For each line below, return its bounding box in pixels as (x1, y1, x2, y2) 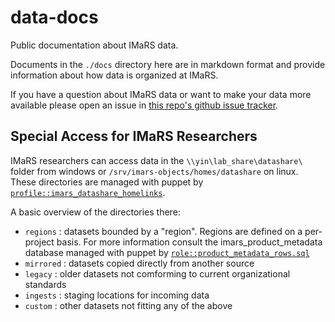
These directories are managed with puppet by (10, 176, 204, 188)
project (24, 236, 55, 248)
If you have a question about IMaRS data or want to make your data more (10, 88, 312, 100)
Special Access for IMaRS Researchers (10, 128, 258, 145)
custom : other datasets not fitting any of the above (24, 299, 233, 311)
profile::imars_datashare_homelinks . (10, 186, 166, 198)
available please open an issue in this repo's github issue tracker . (10, 99, 279, 111)
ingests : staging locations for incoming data (24, 289, 210, 301)
